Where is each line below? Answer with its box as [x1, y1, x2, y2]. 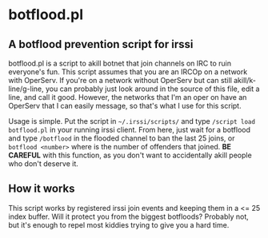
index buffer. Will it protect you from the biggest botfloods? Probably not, [8, 212, 250, 221]
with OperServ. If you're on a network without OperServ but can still [8, 76, 232, 85]
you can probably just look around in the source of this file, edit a [45, 84, 260, 93]
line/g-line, [8, 84, 44, 93]
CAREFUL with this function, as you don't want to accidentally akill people [8, 150, 252, 160]
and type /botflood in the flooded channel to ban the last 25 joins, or [8, 133, 235, 143]
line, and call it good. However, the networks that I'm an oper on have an [8, 93, 247, 101]
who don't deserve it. [8, 159, 78, 169]
